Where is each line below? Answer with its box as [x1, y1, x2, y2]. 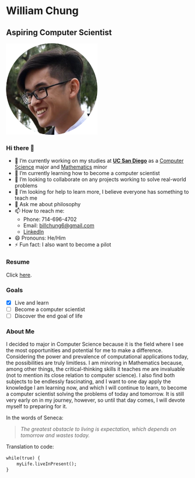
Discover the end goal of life [14, 312, 83, 320]
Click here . [6, 271, 32, 278]
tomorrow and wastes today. [20, 432, 90, 439]
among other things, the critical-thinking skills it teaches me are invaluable [6, 366, 185, 373]
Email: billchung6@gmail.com [23, 222, 95, 229]
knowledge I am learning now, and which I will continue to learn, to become [6, 384, 187, 391]
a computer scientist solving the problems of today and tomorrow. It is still [6, 391, 184, 398]
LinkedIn [23, 228, 44, 235]
